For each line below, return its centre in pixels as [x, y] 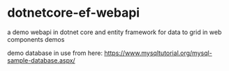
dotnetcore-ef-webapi [74, 13]
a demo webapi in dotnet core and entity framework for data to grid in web [114, 32]
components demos [36, 39]
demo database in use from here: [55, 53]
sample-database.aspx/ [41, 60]
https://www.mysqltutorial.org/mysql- [158, 53]
